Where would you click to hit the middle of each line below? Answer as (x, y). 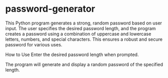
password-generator (50, 9)
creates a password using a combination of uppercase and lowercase (78, 34)
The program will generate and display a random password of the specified (84, 64)
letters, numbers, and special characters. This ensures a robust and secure (84, 39)
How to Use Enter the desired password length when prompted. (72, 55)
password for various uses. (34, 44)
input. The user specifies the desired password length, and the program (81, 28)
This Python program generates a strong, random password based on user (84, 23)
